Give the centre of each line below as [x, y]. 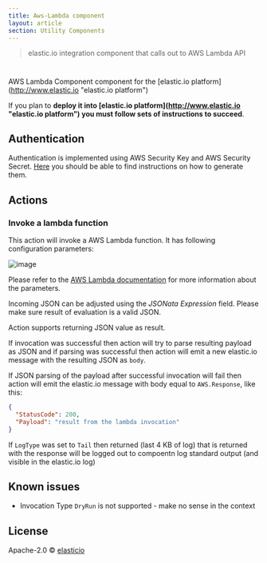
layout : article [35, 23]
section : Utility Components [57, 30]
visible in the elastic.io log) [52, 462]
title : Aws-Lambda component [57, 16]
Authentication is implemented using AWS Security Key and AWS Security [130, 158]
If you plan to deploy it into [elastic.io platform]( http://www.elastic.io [124, 105]
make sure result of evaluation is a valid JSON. [85, 312]
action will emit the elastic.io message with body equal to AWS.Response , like [132, 384]
